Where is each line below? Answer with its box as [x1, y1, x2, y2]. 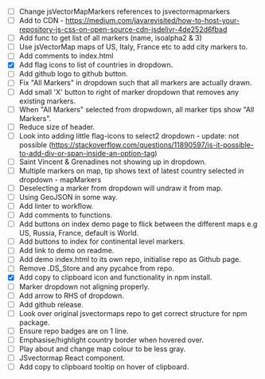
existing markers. [18, 96, 76, 106]
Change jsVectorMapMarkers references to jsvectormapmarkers [18, 7, 231, 16]
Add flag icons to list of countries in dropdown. [18, 60, 173, 70]
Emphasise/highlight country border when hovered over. [18, 334, 205, 345]
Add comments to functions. [18, 210, 113, 220]
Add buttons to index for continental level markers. [18, 236, 185, 246]
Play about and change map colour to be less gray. [18, 344, 186, 354]
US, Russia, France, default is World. [18, 229, 139, 238]
